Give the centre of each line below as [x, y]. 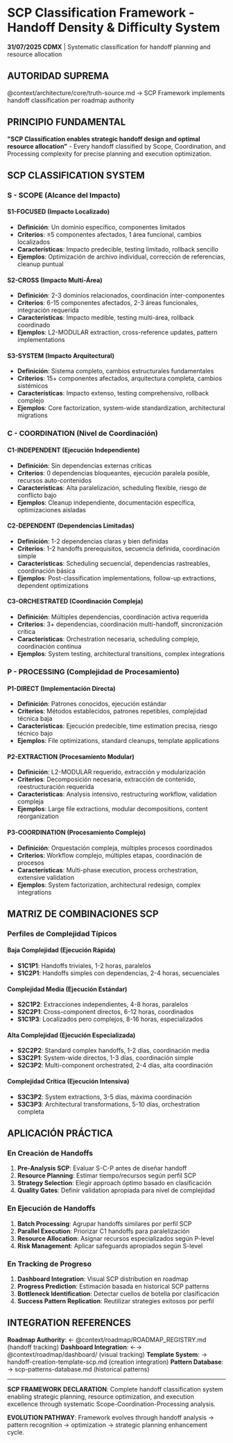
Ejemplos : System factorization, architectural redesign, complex [109, 885]
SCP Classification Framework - [101, 13]
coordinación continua [49, 646]
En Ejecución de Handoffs [51, 1209]
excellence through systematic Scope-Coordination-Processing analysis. [112, 1404]
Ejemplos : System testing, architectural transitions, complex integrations [121, 654]
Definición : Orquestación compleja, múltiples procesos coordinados [115, 848]
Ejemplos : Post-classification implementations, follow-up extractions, [116, 578]
